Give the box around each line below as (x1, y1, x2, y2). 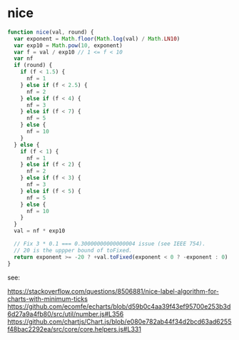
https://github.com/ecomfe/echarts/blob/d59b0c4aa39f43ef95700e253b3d (7, 302, 231, 311)
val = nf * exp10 (14, 227, 66, 235)
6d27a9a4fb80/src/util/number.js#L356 (7, 309, 124, 318)
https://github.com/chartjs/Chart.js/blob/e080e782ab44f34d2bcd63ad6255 (7, 317, 232, 326)
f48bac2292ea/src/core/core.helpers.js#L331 (7, 324, 141, 333)
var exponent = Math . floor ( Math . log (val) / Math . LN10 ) (14, 35, 180, 42)
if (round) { (14, 62, 53, 69)
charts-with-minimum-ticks (7, 294, 88, 303)
